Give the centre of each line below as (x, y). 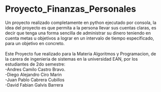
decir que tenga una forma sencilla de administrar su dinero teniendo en (78, 33)
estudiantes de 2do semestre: (35, 64)
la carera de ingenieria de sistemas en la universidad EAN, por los (72, 59)
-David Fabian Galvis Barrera (34, 85)
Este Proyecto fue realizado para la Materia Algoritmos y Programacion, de (80, 54)
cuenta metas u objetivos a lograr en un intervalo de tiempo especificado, (80, 38)
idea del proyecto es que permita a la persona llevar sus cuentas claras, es (81, 27)
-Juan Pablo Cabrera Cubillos (35, 80)
